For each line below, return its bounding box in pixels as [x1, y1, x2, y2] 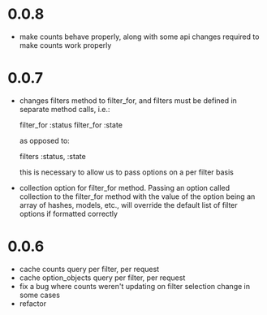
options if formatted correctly [19, 209, 118, 218]
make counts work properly [19, 40, 112, 50]
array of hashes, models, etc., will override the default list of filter [19, 200, 239, 209]
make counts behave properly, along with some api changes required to [19, 32, 260, 41]
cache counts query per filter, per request [19, 264, 160, 274]
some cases [19, 290, 60, 300]
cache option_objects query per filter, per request [19, 273, 186, 283]
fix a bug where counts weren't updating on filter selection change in [19, 281, 251, 291]
